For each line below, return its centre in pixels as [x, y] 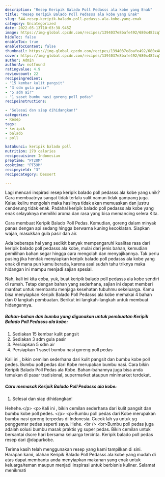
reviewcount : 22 [22, 74]
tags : [11, 124]
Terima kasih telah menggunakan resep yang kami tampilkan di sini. [73, 449]
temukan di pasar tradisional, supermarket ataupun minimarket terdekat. [78, 375]
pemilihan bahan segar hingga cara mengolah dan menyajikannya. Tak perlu [82, 254]
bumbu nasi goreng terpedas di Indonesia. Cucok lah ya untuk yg [71, 419]
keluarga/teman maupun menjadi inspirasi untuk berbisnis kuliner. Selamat [80, 465]
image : [12, 33]
